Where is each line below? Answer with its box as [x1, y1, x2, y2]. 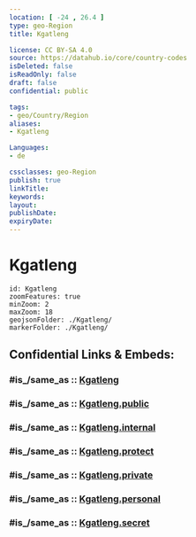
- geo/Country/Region [9, 111, 89, 120]
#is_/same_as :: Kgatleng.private [9, 469, 154, 481]
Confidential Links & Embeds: [9, 347, 175, 362]
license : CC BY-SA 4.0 [9, 45, 93, 54]
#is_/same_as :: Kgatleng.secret [9, 516, 150, 528]
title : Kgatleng [9, 29, 69, 38]
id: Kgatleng [9, 284, 57, 293]
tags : [9, 103, 29, 112]
